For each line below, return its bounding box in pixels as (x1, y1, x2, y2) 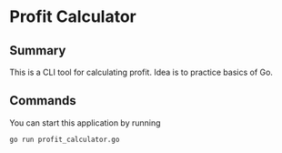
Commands (9, 93, 77, 108)
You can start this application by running (9, 117, 161, 128)
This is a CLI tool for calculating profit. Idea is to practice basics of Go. (9, 66, 273, 77)
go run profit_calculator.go (9, 135, 120, 144)
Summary (9, 43, 66, 58)
